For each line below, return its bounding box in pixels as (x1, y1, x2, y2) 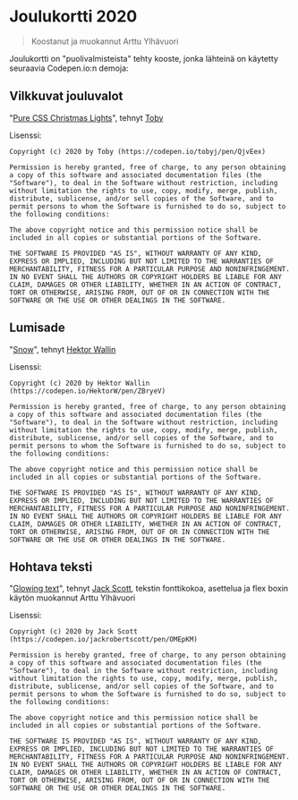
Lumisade (9, 320, 65, 336)
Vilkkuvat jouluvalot (9, 89, 123, 104)
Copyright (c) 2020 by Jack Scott (9, 627, 139, 636)
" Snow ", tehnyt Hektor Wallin (9, 344, 116, 354)
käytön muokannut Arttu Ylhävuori (9, 592, 136, 603)
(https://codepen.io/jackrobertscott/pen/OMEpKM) (9, 635, 199, 644)
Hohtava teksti (9, 559, 93, 574)
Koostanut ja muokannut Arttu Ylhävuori (30, 36, 179, 47)
